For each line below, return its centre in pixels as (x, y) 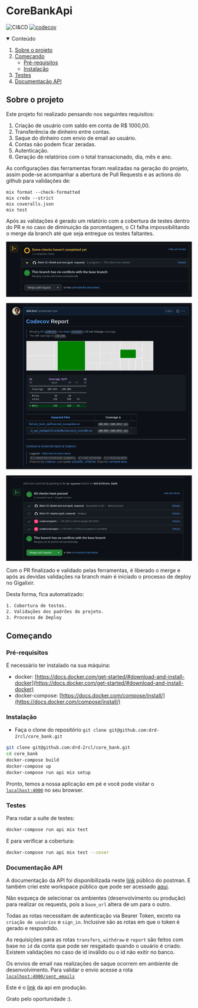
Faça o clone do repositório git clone (61, 730)
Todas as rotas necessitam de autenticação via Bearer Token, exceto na (93, 916)
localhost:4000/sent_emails (41, 977)
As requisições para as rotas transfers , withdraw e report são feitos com (95, 940)
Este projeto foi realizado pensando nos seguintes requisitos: (80, 114)
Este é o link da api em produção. (47, 987)
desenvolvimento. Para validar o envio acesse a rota (70, 970)
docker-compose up (29, 766)
